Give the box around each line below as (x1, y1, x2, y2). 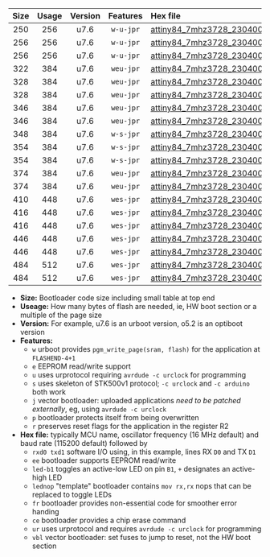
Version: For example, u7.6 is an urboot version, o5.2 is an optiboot (19, 319, 243, 328)
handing (31, 507, 59, 516)
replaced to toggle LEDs (31, 490, 112, 499)
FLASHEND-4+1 (31, 354, 76, 362)
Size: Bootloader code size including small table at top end (19, 293, 215, 303)
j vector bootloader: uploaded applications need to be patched (31, 396, 241, 405)
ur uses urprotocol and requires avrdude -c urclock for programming (31, 524, 262, 534)
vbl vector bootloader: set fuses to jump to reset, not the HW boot (31, 533, 252, 542)
